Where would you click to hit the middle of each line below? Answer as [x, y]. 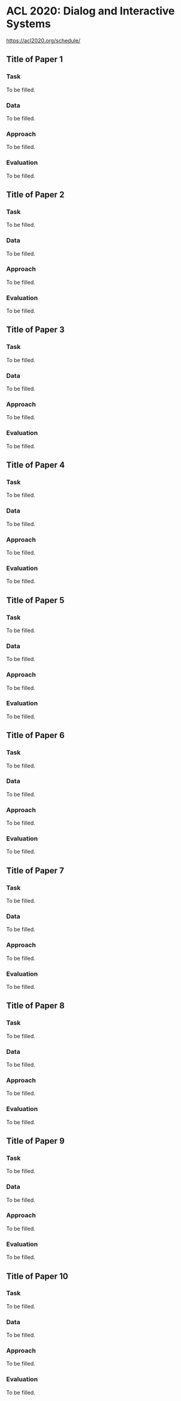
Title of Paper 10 [37, 1276]
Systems [28, 24]
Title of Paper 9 [35, 1141]
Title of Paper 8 [35, 1006]
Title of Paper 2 [35, 195]
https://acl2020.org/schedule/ [43, 40]
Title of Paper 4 [35, 465]
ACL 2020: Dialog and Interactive [90, 11]
